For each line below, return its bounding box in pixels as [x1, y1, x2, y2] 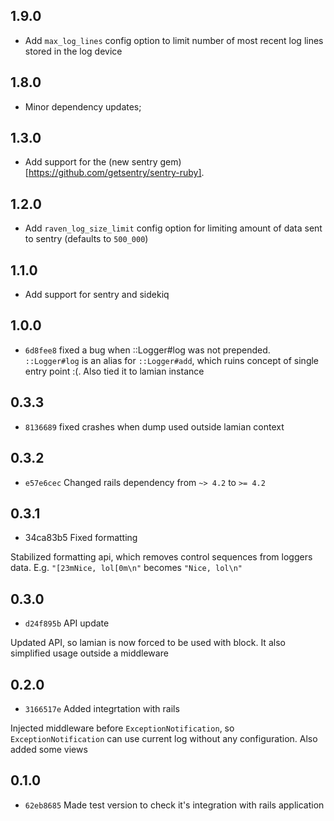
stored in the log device [24, 45, 123, 57]
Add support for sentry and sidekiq [24, 289, 170, 301]
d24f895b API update [24, 617, 110, 629]
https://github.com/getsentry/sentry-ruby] [28, 167, 202, 179]
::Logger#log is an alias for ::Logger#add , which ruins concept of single [24, 354, 320, 366]
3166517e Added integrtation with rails [24, 702, 180, 714]
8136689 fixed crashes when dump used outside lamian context [24, 420, 285, 433]
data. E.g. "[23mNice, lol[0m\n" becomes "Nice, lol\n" [10, 562, 243, 574]
